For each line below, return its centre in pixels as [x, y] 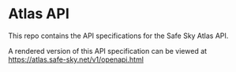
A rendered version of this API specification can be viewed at [108, 51]
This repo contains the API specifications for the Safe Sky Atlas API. [118, 36]
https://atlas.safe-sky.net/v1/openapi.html [76, 59]
